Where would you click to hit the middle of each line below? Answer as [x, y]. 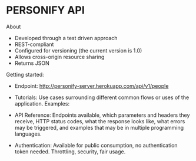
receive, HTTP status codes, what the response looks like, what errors [100, 121]
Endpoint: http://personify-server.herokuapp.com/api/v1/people [92, 86]
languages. [28, 134]
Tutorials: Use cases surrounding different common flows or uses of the [102, 97]
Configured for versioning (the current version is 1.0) [78, 50]
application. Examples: [42, 103]
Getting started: [25, 74]
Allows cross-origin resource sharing [59, 57]
